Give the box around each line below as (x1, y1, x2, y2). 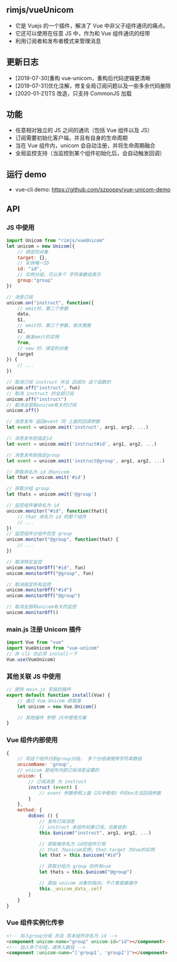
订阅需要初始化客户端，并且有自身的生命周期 (15, 134, 128, 141)
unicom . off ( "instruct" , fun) (6, 385, 81, 391)
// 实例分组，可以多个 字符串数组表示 (17, 272, 101, 278)
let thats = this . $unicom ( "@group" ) (38, 869, 132, 875)
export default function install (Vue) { (6, 692, 111, 698)
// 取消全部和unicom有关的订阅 (6, 402, 77, 408)
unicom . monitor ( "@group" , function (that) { (6, 536, 119, 543)
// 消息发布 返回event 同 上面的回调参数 (6, 419, 101, 425)
